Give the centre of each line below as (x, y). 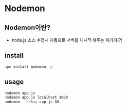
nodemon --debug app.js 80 (32, 102)
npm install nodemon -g (29, 67)
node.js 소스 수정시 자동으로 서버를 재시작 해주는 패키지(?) (67, 40)
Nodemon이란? (27, 27)
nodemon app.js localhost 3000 (36, 97)
